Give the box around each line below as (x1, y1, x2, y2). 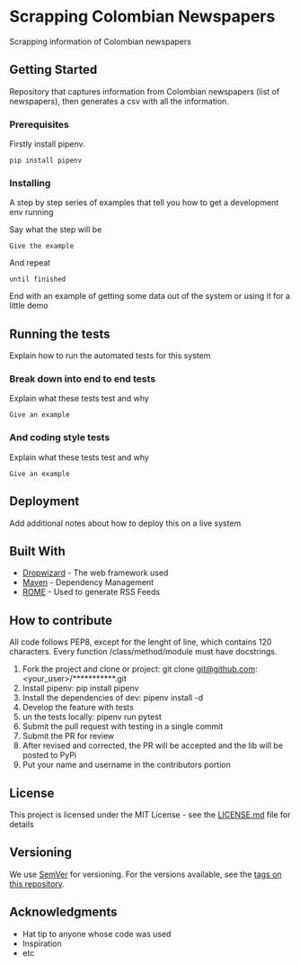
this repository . (9, 878, 66, 889)
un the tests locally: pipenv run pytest (22, 711, 162, 722)
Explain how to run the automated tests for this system (9, 350, 211, 361)
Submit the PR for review (22, 731, 115, 742)
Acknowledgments (9, 905, 119, 920)
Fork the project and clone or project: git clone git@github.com (22, 664, 256, 674)
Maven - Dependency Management (22, 577, 154, 588)
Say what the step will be (9, 224, 102, 235)
